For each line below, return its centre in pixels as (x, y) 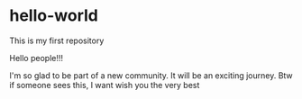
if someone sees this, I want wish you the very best (105, 85)
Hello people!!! (37, 58)
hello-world (54, 16)
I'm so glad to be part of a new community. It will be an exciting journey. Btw (151, 75)
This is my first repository (57, 40)
